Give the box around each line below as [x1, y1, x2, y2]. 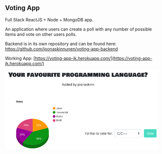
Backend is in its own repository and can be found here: [5, 41, 117, 47]
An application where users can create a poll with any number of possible [5, 26, 152, 32]
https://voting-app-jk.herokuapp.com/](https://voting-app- [34, 55, 153, 61]
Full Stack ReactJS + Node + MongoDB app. [5, 17, 94, 22]
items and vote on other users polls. [5, 31, 77, 37]
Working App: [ [5, 55, 35, 61]
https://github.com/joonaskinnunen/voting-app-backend [5, 46, 118, 51]
